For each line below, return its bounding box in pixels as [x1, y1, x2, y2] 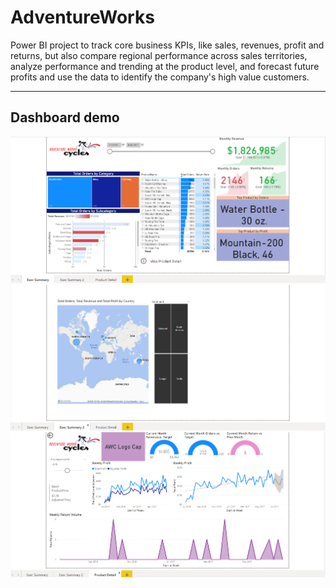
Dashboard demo [10, 109, 120, 126]
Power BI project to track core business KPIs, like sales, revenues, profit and [10, 39, 325, 51]
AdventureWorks [10, 6, 155, 29]
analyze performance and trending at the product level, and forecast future [10, 60, 320, 72]
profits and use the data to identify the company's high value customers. [10, 71, 310, 83]
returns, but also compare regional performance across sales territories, [10, 49, 308, 61]
